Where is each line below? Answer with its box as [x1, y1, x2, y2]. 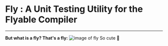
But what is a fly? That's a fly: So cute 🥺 [5, 35, 120, 41]
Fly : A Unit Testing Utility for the [5, 3, 143, 15]
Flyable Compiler [5, 14, 77, 25]
